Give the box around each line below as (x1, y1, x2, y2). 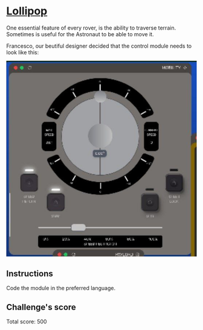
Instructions (6, 268, 53, 279)
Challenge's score (6, 302, 77, 312)
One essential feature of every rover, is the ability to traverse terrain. (6, 24, 176, 31)
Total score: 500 (6, 318, 47, 325)
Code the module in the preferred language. (6, 285, 116, 292)
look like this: (6, 48, 39, 56)
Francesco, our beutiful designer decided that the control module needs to (6, 42, 192, 49)
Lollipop (6, 4, 48, 18)
